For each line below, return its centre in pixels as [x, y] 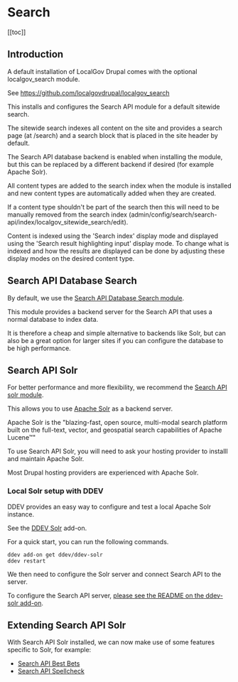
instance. [21, 514]
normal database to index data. [53, 319]
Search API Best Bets [49, 664]
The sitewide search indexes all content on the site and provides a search [115, 128]
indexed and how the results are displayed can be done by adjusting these [116, 251]
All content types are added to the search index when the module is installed [119, 185]
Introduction [36, 54]
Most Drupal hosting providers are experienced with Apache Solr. [103, 472]
